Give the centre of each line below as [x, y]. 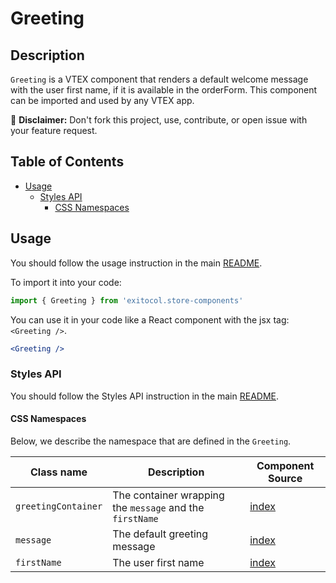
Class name [59, 472]
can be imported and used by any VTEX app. [102, 100]
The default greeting [160, 534]
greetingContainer [59, 506]
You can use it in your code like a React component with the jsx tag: [150, 319]
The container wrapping [168, 495]
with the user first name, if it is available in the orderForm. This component [164, 90]
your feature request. [54, 130]
